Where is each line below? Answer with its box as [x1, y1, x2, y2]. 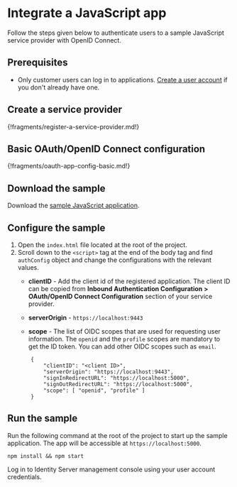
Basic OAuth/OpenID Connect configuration [7, 143, 206, 155]
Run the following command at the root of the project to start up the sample [7, 431, 228, 439]
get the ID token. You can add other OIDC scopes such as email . [28, 342, 216, 351]
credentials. [7, 472, 42, 481]
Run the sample [7, 412, 78, 425]
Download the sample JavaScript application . [7, 201, 140, 210]
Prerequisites [7, 57, 68, 69]
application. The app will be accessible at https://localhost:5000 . [7, 439, 202, 447]
